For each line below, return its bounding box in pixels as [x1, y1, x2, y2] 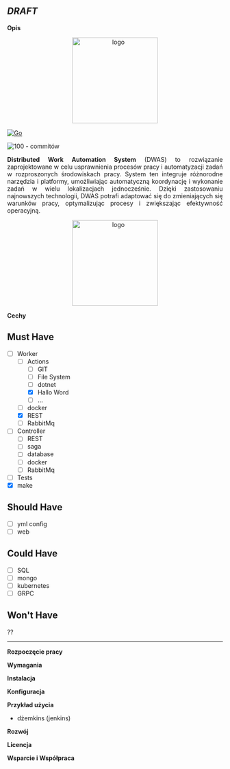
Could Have [7, 548, 58, 560]
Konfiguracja [7, 687, 45, 696]
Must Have [7, 331, 55, 343]
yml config [16, 519, 48, 528]
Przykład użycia [7, 700, 54, 709]
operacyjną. [7, 206, 41, 215]
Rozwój [7, 727, 29, 735]
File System [37, 372, 71, 381]
